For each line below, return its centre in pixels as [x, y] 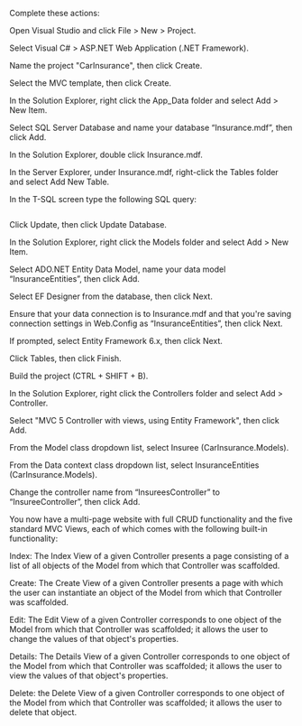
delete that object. [43, 712]
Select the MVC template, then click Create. [91, 83]
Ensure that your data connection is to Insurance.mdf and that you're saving [151, 314]
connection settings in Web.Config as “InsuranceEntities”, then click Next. [146, 323]
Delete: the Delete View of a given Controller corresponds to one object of [147, 693]
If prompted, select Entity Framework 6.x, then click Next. [116, 341]
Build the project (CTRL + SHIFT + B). [79, 376]
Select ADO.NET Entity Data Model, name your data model [118, 269]
